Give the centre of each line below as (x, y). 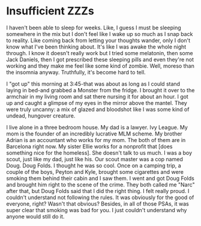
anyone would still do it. (35, 216)
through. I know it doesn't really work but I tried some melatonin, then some (100, 53)
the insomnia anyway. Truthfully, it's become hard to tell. (76, 72)
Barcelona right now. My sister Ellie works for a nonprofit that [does (89, 146)
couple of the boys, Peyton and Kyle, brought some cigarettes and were (95, 171)
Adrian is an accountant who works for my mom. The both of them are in (96, 140)
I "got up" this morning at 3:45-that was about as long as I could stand (93, 84)
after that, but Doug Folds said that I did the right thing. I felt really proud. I (98, 191)
